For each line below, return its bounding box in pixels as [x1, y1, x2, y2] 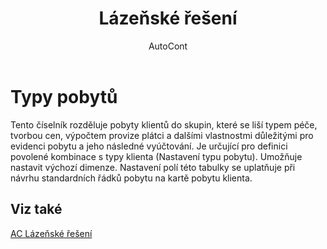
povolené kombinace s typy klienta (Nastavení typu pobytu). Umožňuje [10, 150, 303, 162]
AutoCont [148, 40, 188, 52]
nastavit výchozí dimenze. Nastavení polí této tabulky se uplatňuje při [10, 161, 296, 173]
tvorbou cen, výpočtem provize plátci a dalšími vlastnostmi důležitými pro [10, 129, 314, 141]
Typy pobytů [10, 85, 118, 108]
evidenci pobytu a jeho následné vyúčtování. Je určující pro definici [10, 140, 288, 152]
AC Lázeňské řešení [10, 227, 93, 239]
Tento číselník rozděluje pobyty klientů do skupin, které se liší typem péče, [10, 118, 318, 131]
